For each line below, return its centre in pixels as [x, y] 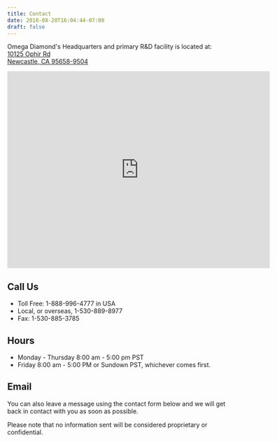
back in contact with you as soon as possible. [73, 411]
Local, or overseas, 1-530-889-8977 [70, 311]
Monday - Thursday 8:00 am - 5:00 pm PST [81, 357]
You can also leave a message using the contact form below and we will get [116, 403]
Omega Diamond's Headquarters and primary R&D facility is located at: [109, 47]
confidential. [25, 432]
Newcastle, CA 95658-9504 [48, 62]
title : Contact [29, 14]
